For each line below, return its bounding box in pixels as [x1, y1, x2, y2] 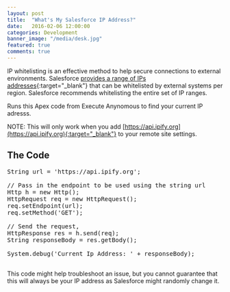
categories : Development [7, 29, 78, 36]
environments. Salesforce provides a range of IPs [7, 74, 146, 82]
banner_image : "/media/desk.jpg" [7, 36, 103, 42]
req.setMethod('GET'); [7, 209, 84, 216]
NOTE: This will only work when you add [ [7, 122, 125, 131]
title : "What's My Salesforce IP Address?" [7, 16, 136, 23]
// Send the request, [7, 222, 80, 230]
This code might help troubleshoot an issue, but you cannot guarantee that [7, 269, 218, 278]
